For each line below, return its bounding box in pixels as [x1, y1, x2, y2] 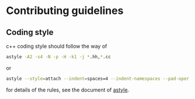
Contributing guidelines [6, 4, 124, 17]
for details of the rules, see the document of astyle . [6, 86, 130, 93]
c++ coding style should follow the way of [6, 43, 107, 49]
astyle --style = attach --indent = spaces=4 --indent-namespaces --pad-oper [6, 76, 190, 82]
